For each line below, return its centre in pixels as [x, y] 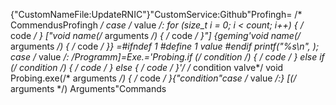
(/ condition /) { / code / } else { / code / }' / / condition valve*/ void [147, 67]
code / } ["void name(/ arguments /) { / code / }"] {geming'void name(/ [156, 35]
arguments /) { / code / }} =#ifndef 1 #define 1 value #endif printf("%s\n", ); [165, 46]
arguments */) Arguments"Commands [88, 88]
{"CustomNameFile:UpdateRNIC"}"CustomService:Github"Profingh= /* [156, 14]
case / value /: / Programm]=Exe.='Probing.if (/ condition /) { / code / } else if [167, 57]
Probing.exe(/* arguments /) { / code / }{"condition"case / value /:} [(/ [153, 78]
